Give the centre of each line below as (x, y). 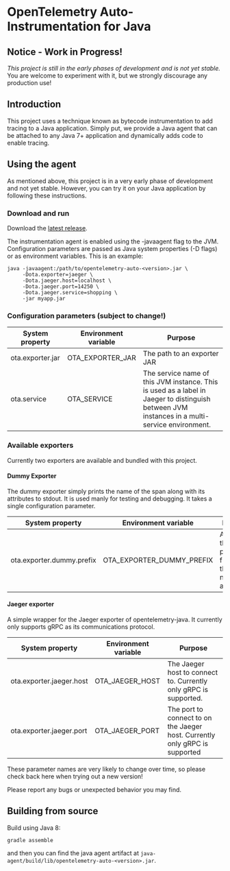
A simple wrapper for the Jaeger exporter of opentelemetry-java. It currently (115, 619)
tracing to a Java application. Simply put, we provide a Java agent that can (112, 128)
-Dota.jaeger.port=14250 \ (61, 286)
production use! (29, 83)
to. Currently (188, 681)
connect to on (190, 717)
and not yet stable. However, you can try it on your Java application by (106, 188)
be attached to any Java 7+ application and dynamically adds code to (105, 135)
